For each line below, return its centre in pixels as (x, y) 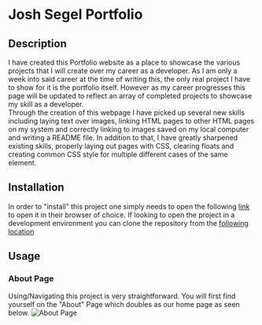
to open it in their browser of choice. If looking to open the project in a (122, 215)
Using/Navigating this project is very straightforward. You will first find (122, 296)
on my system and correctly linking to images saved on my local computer (129, 129)
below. (19, 312)
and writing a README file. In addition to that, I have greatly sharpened (123, 138)
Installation (36, 188)
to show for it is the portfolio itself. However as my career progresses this (127, 87)
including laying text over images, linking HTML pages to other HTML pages (131, 121)
